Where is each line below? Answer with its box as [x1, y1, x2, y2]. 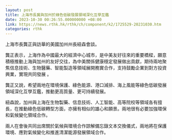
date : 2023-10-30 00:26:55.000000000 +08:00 [5, 17, 102, 22]
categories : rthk [5, 27, 42, 32]
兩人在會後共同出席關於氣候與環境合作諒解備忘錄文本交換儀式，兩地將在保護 [5, 123, 167, 129]
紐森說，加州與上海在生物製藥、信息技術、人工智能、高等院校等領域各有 [5, 99, 158, 105]
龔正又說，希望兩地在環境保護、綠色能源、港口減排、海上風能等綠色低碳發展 [5, 82, 167, 88]
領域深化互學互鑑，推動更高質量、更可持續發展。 [5, 88, 109, 95]
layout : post [5, 7, 33, 13]
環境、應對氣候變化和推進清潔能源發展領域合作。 [5, 129, 109, 135]
